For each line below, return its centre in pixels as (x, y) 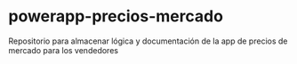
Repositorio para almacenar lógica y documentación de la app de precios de (148, 41)
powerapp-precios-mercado (116, 16)
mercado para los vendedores (64, 50)
